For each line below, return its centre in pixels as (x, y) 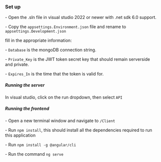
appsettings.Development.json (36, 32)
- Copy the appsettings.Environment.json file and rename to (66, 27)
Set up (13, 7)
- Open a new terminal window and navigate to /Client (60, 121)
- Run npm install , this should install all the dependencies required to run (79, 130)
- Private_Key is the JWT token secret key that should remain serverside (78, 59)
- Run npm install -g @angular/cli (41, 145)
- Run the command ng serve (34, 154)
